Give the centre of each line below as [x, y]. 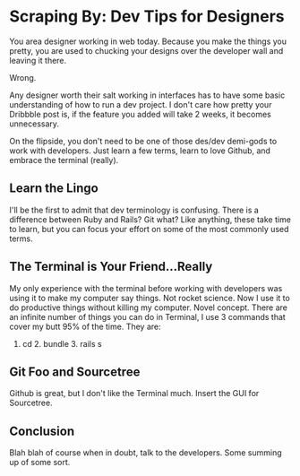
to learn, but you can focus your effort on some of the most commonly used [149, 229]
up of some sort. [40, 463]
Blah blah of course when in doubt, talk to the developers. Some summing [146, 453]
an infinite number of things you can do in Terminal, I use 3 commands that [148, 316]
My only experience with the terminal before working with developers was [146, 288]
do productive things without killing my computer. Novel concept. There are [149, 307]
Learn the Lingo [54, 189]
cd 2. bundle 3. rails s [62, 343]
